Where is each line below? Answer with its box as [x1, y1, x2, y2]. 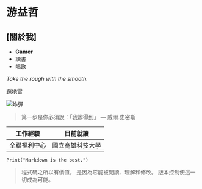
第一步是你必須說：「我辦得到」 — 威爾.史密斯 [21, 114, 136, 120]
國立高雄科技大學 [52, 141, 102, 149]
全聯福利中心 [9, 141, 47, 149]
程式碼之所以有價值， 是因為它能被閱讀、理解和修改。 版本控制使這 [21, 168, 190, 176]
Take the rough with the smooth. [6, 75, 88, 82]
